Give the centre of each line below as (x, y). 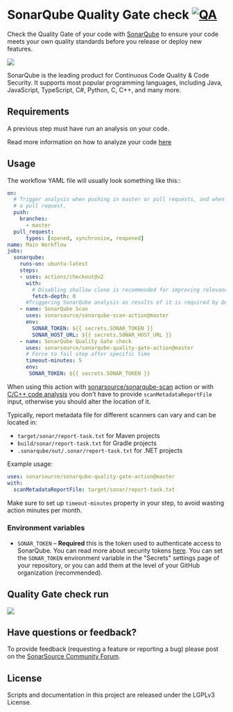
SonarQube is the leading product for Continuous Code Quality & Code (108, 75)
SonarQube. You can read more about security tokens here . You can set (120, 550)
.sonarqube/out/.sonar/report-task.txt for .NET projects (100, 450)
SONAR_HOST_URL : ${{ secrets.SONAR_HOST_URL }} (102, 335)
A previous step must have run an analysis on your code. (88, 128)
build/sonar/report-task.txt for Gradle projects (87, 443)
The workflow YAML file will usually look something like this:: (94, 180)
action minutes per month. (45, 510)
